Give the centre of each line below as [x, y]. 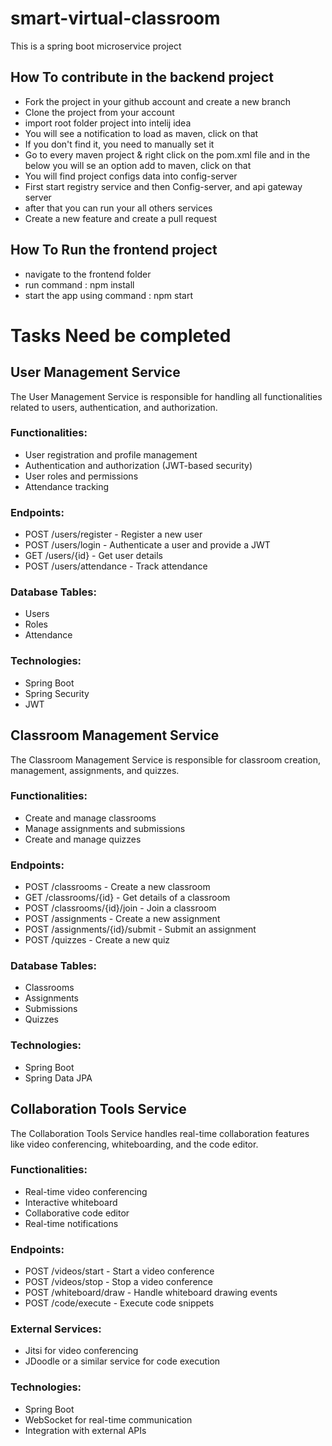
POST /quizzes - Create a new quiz [97, 940]
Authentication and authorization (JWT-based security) [138, 465]
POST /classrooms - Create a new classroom [117, 887]
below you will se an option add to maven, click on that [138, 165]
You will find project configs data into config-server [131, 176]
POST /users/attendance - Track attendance [116, 566]
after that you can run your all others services [118, 208]
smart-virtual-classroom [115, 18]
